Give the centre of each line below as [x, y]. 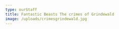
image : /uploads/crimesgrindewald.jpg [46, 19]
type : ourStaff [21, 10]
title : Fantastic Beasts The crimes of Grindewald [60, 14]
